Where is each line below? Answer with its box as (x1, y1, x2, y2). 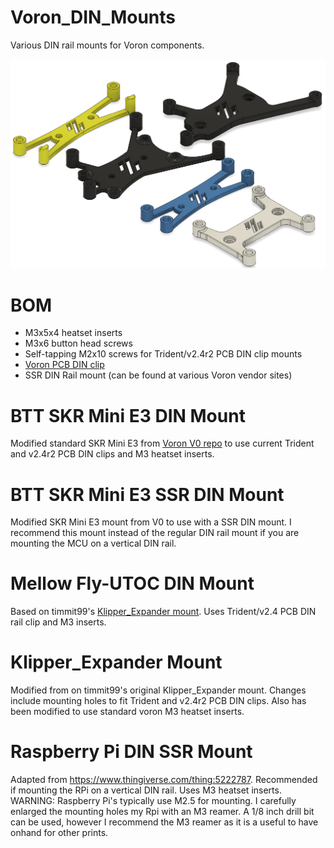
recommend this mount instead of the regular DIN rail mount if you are (10, 527, 300, 539)
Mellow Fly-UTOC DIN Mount (10, 572, 255, 595)
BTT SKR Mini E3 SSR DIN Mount (10, 483, 285, 506)
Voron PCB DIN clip (24, 359, 105, 371)
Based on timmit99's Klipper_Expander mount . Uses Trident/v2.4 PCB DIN (10, 606, 317, 618)
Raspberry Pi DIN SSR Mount (10, 741, 253, 763)
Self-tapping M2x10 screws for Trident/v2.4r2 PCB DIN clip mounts (24, 348, 303, 360)
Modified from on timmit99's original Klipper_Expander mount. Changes (10, 684, 307, 696)
